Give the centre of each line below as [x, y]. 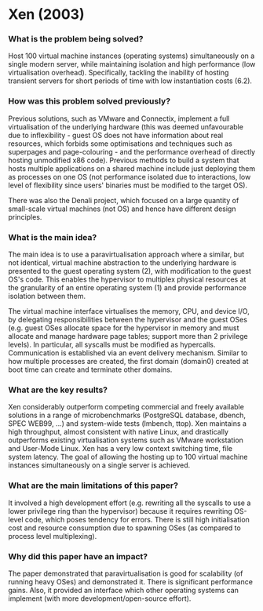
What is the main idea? [53, 237]
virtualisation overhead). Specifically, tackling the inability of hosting [119, 73]
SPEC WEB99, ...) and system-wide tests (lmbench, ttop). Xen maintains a [128, 424]
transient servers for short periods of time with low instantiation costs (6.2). [130, 81]
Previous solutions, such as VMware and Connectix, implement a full [119, 118]
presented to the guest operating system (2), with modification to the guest [130, 271]
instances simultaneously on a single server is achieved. [99, 465]
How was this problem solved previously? [89, 101]
